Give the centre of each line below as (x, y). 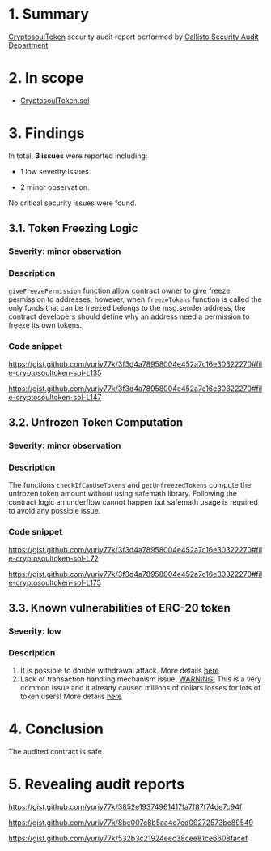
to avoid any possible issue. (55, 511)
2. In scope (46, 78)
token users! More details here (71, 696)
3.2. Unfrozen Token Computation (96, 423)
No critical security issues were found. (73, 203)
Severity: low (35, 631)
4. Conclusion (56, 729)
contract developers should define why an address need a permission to (129, 316)
